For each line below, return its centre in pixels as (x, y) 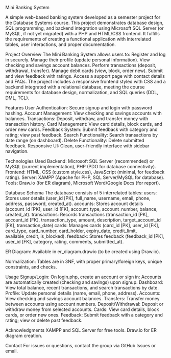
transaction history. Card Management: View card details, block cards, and (84, 124)
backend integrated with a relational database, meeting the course (75, 87)
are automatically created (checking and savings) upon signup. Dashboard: (84, 282)
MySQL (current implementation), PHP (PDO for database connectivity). (81, 166)
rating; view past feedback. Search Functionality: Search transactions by (82, 135)
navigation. (17, 151)
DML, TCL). (17, 98)
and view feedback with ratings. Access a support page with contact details (85, 76)
